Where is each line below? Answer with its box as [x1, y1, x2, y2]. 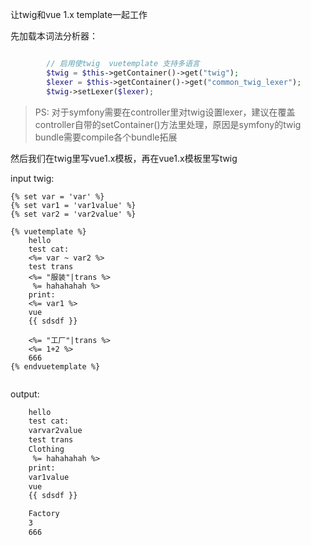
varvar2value [28, 426, 83, 436]
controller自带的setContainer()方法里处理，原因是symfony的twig [34, 118, 302, 130]
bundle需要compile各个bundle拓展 [34, 131, 178, 143]
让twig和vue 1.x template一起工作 [10, 9, 148, 20]
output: [10, 388, 40, 400]
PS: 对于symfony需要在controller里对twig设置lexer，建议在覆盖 [34, 106, 296, 118]
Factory [28, 509, 60, 519]
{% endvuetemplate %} [10, 361, 101, 372]
